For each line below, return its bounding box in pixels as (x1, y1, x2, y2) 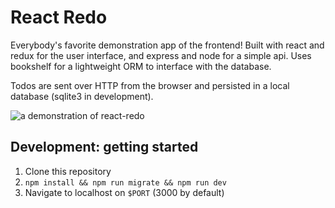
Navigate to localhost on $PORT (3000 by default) (24, 186, 225, 198)
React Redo (10, 6, 108, 29)
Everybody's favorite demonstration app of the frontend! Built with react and (10, 39, 325, 51)
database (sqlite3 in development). (10, 90, 154, 102)
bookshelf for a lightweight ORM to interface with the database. (10, 60, 272, 72)
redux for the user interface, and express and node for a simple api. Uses (10, 49, 312, 61)
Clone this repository (24, 165, 112, 177)
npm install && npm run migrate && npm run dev (24, 177, 227, 188)
